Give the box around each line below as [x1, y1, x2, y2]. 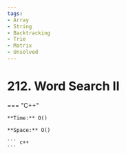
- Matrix [7, 42, 32, 49]
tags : [7, 10, 23, 17]
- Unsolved [7, 49, 39, 56]
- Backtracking [7, 29, 51, 37]
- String [7, 23, 32, 30]
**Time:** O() [7, 115, 48, 122]
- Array [7, 17, 30, 23]
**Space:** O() [7, 126, 51, 133]
